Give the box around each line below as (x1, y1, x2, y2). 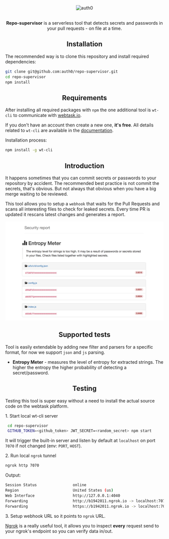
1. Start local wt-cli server (5, 413, 58, 419)
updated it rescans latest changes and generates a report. (5, 211, 126, 217)
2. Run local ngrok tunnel (5, 453, 56, 459)
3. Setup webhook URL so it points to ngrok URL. (5, 513, 106, 519)
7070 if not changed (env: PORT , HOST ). (5, 443, 82, 449)
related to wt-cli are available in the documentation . (5, 127, 114, 133)
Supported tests (58, 330, 111, 339)
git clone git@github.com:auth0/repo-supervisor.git (5, 69, 118, 74)
